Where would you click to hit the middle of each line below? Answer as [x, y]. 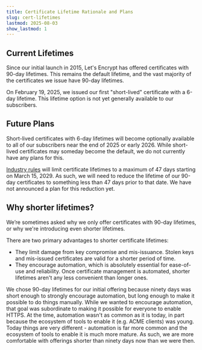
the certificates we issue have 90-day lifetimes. [65, 81]
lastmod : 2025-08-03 [32, 23]
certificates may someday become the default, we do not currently [103, 151]
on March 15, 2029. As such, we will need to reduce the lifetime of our [93, 176]
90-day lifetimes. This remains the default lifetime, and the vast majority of [99, 74]
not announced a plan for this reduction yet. [61, 188]
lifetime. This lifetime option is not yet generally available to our [95, 99]
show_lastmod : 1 [27, 29]
